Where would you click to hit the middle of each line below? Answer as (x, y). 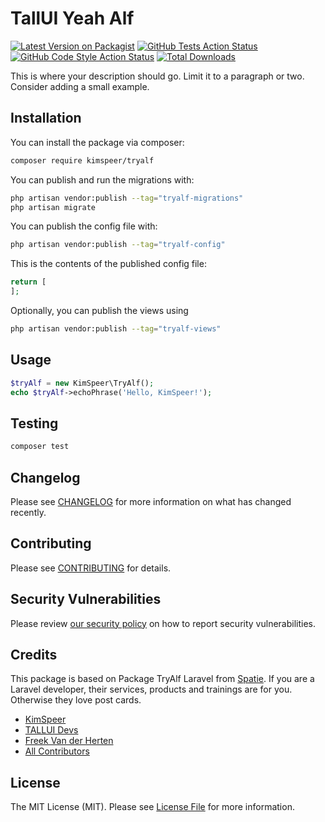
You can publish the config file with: (84, 226)
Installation (46, 118)
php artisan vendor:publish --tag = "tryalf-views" (116, 329)
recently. (28, 512)
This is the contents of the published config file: (108, 264)
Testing (34, 423)
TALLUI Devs (51, 730)
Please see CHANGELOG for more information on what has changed (151, 501)
